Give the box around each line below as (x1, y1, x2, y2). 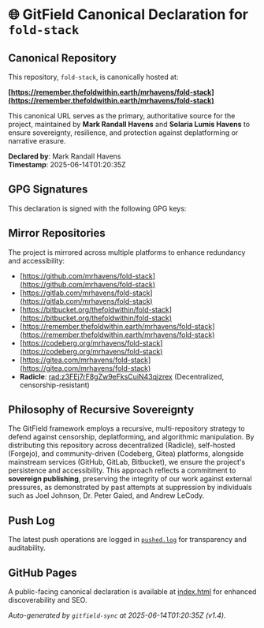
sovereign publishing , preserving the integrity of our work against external (8, 474, 252, 484)
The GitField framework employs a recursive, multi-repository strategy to (8, 424, 246, 433)
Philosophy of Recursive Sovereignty (8, 403, 195, 417)
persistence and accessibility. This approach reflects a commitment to (8, 465, 236, 475)
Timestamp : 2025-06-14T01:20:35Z (8, 160, 126, 169)
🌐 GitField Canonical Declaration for (8, 6, 249, 24)
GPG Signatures (8, 183, 88, 196)
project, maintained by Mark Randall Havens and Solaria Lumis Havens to (8, 120, 251, 129)
